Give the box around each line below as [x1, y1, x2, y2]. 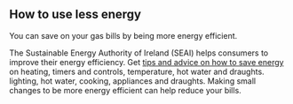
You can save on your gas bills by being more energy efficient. [9, 30, 238, 41]
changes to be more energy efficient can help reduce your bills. [9, 85, 242, 95]
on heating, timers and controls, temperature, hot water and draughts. [9, 66, 265, 77]
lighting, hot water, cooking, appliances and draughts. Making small [9, 75, 256, 86]
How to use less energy [9, 7, 142, 22]
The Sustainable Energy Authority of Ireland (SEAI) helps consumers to [9, 48, 269, 58]
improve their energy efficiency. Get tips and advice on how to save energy [9, 56, 284, 67]
